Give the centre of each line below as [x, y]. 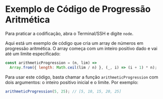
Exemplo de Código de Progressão [78, 9]
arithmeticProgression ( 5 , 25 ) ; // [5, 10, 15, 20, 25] [63, 91]
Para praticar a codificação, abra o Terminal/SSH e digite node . [69, 33]
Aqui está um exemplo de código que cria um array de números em [74, 43]
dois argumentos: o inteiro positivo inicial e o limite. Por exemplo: [72, 82]
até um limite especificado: [33, 54]
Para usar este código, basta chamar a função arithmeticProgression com [82, 77]
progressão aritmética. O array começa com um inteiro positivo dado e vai [81, 48]
